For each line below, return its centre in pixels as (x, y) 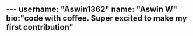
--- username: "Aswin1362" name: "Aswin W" (92, 9)
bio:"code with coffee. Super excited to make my (96, 19)
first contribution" (40, 27)
